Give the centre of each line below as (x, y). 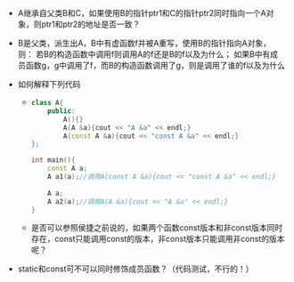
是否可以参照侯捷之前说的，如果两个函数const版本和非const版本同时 (157, 228)
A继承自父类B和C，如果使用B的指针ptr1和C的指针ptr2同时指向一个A (142, 13)
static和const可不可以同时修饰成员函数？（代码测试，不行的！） (135, 269)
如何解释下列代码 (49, 84)
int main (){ (53, 160)
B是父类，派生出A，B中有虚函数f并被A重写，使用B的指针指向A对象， (144, 43)
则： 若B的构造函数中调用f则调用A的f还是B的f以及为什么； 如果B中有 (144, 54)
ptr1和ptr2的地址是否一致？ (91, 24)
